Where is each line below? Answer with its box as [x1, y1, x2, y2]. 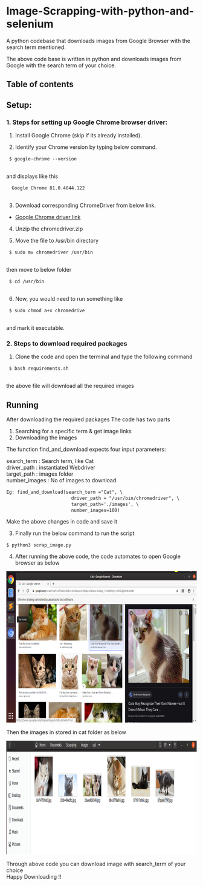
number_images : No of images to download [6, 477, 117, 484]
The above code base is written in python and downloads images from [6, 55, 182, 62]
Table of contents [6, 79, 74, 90]
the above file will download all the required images [6, 382, 134, 390]
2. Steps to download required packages [6, 339, 127, 347]
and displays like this [6, 172, 59, 180]
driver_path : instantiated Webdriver [6, 464, 95, 471]
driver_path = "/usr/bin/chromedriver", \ [71, 495, 180, 502]
